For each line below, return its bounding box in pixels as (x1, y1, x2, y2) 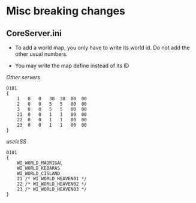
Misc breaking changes (6, 4, 126, 18)
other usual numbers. (14, 50, 68, 58)
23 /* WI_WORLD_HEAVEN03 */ (17, 186, 87, 192)
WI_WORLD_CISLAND (17, 171, 61, 177)
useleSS (6, 138, 27, 145)
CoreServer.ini (6, 28, 62, 38)
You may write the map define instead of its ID (14, 62, 129, 69)
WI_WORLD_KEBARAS (17, 165, 61, 171)
